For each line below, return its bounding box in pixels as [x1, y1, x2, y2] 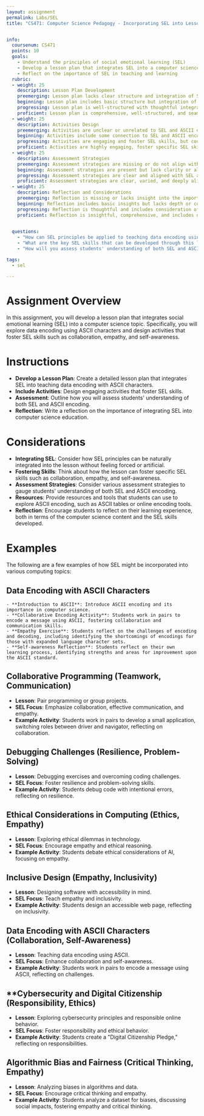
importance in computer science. [6, 607, 91, 613]
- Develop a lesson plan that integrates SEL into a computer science [17, 65, 200, 71]
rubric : [12, 76, 32, 82]
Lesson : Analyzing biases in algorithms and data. [15, 1083, 138, 1090]
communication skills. [6, 623, 64, 629]
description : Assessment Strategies [17, 155, 110, 161]
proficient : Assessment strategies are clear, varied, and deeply [17, 178, 189, 184]
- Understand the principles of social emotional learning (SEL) [17, 59, 186, 65]
